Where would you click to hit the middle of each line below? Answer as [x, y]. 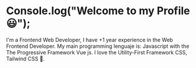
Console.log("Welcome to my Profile [98, 11]
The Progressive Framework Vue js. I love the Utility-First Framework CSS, [97, 52]
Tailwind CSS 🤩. [25, 59]
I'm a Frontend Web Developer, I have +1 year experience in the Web [90, 40]
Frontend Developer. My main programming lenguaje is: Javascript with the [98, 46]
